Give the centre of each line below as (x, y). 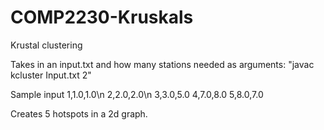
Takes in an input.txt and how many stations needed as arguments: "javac (162, 64)
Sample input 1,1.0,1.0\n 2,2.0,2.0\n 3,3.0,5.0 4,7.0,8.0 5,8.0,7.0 (137, 94)
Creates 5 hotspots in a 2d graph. (79, 113)
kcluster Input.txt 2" (51, 75)
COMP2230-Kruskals (102, 17)
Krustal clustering (46, 45)
